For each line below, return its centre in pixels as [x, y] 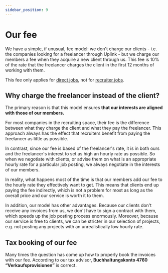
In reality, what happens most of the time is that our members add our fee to [84, 179]
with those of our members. [35, 113]
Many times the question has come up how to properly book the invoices [80, 255]
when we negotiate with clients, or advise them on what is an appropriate [81, 159]
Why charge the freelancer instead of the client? [82, 95]
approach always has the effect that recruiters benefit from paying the [78, 133]
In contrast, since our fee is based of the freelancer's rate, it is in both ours [82, 148]
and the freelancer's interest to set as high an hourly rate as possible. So [80, 154]
